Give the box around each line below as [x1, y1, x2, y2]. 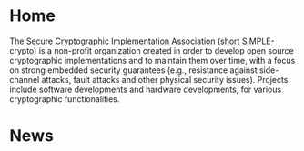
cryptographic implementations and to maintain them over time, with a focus [9, 55, 296, 65]
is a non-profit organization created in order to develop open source [38, 45, 294, 55]
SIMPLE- [241, 35, 275, 46]
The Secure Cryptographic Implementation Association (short [9, 35, 240, 46]
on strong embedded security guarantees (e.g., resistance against [9, 65, 258, 75]
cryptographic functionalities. [9, 93, 120, 105]
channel [9, 74, 40, 85]
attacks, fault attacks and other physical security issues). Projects [41, 74, 289, 85]
